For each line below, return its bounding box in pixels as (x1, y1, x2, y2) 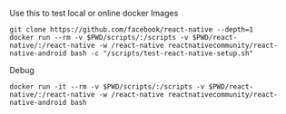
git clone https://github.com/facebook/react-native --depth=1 (9, 25, 254, 34)
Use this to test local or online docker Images (9, 8, 179, 18)
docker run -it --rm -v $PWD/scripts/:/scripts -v (9, 82, 205, 91)
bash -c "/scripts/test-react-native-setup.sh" (70, 49, 254, 58)
